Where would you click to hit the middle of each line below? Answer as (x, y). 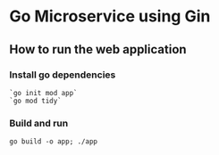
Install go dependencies (63, 75)
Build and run (39, 123)
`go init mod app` (43, 93)
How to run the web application (98, 49)
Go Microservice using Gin (110, 16)
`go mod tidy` (36, 101)
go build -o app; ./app (54, 142)
